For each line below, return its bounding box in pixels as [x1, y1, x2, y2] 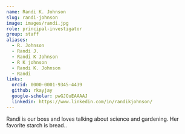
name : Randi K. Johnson [6, 8, 67, 15]
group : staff [6, 31, 39, 37]
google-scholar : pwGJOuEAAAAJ [11, 93, 88, 99]
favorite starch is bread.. [6, 121, 68, 129]
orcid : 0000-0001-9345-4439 [11, 82, 83, 88]
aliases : [6, 37, 28, 43]
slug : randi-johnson [6, 14, 59, 21]
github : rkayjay [11, 88, 53, 94]
